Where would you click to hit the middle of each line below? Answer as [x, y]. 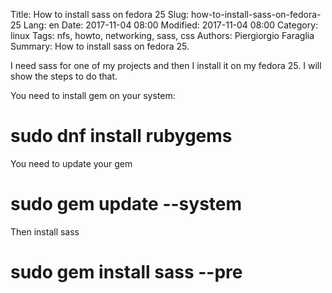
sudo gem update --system [126, 204]
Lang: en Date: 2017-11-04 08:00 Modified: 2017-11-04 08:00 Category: [171, 25]
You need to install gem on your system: [93, 95]
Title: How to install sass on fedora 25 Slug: [100, 14]
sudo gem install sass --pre [126, 272]
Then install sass [45, 231]
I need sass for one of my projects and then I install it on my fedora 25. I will [166, 65]
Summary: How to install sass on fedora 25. [100, 46]
